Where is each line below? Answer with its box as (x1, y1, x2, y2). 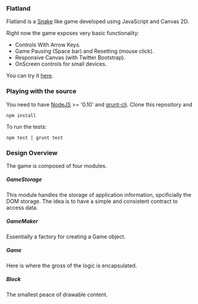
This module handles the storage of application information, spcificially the (6, 191, 191, 198)
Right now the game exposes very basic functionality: (6, 29, 140, 37)
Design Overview (6, 149, 58, 157)
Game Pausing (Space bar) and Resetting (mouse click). (14, 48, 155, 55)
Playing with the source (6, 87, 77, 96)
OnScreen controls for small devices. (14, 60, 107, 67)
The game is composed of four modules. (6, 162, 107, 169)
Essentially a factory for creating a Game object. (6, 233, 126, 240)
